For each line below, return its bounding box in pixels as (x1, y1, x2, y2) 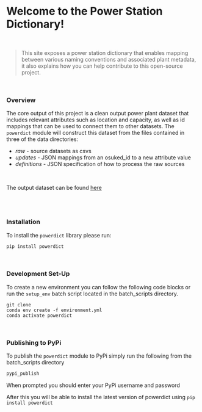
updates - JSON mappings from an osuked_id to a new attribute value (15, 154, 191, 161)
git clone (6, 302, 32, 308)
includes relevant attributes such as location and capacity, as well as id (6, 116, 185, 123)
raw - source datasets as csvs (15, 148, 92, 155)
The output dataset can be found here (6, 184, 102, 192)
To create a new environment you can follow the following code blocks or (6, 283, 191, 291)
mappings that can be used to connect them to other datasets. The (6, 123, 175, 130)
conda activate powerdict (6, 313, 72, 319)
